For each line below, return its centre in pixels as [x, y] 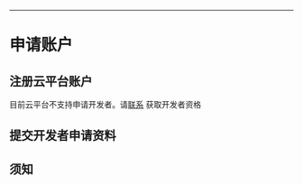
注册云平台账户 [51, 81]
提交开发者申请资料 [63, 136]
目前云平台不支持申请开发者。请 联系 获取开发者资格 [105, 104]
